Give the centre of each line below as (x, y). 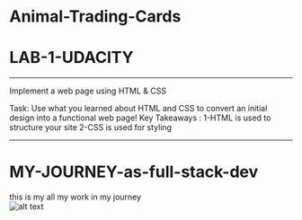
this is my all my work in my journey (75, 197)
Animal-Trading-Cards (95, 17)
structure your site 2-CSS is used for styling (91, 128)
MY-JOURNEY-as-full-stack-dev (134, 172)
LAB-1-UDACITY (71, 58)
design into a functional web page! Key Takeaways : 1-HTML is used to (140, 118)
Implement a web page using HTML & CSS (88, 91)
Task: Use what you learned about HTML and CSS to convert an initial (138, 109)
